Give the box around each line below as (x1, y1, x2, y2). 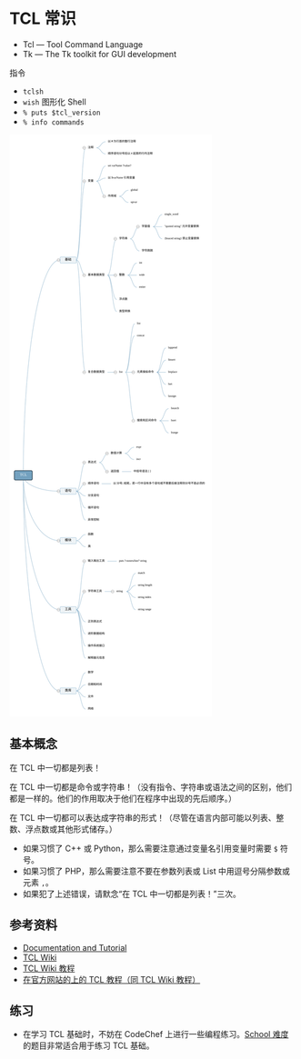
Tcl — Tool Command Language (22, 38, 144, 50)
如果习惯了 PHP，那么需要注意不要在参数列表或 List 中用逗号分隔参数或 (22, 865, 291, 876)
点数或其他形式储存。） (33, 824, 117, 834)
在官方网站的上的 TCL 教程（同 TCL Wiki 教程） (22, 974, 201, 984)
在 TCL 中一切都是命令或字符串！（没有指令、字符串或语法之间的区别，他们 (9, 781, 293, 792)
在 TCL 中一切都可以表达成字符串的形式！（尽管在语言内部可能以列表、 (9, 812, 276, 823)
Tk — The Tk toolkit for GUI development (22, 48, 177, 59)
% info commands (22, 117, 85, 127)
